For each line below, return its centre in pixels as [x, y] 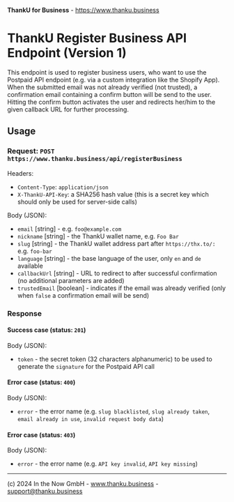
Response [24, 313]
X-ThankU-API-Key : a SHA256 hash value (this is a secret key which [113, 194]
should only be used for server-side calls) [77, 201]
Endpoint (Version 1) [67, 53]
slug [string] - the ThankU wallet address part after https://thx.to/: [116, 243]
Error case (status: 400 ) [41, 382]
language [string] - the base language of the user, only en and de [109, 258]
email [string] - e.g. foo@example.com [69, 229]
